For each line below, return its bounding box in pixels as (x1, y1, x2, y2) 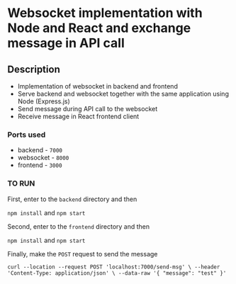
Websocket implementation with (7, 5, 203, 21)
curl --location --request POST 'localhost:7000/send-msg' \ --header (7, 263, 220, 271)
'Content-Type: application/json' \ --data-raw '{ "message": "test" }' (7, 269, 227, 277)
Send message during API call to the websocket (17, 105, 158, 113)
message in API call (7, 35, 125, 51)
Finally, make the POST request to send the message (7, 249, 158, 258)
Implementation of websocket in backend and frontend (17, 82, 179, 90)
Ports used (7, 130, 46, 140)
